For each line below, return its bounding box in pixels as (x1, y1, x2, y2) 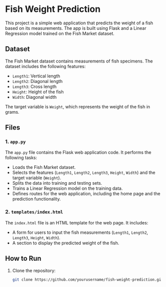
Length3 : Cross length (12, 83, 57, 89)
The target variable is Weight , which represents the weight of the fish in (5, 103, 150, 110)
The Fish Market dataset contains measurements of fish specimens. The (5, 58, 153, 64)
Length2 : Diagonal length (12, 78, 63, 84)
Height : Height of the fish (12, 88, 64, 95)
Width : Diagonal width (12, 94, 57, 100)
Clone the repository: (12, 267, 56, 274)
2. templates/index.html (5, 209, 63, 215)
